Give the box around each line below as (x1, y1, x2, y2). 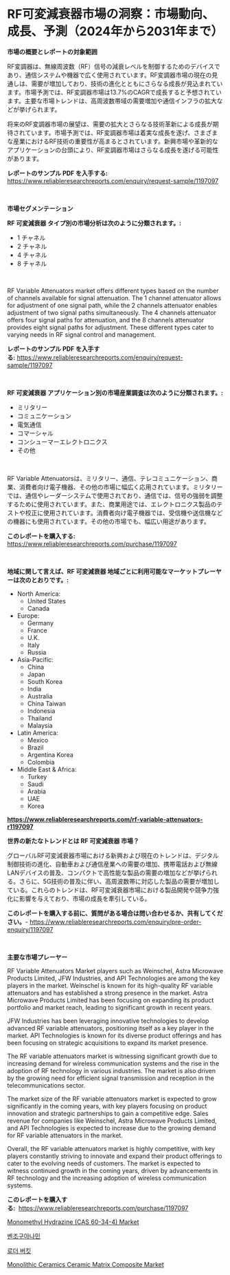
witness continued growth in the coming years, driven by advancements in (7, 1166, 218, 1174)
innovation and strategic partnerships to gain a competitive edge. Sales (7, 1109, 209, 1117)
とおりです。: (30, 576, 69, 584)
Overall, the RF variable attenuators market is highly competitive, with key (7, 1144, 215, 1152)
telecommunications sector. (7, 1081, 86, 1089)
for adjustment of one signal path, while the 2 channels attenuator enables (7, 301, 218, 309)
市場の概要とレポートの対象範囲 (7, 48, 97, 56)
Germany (27, 619, 54, 627)
